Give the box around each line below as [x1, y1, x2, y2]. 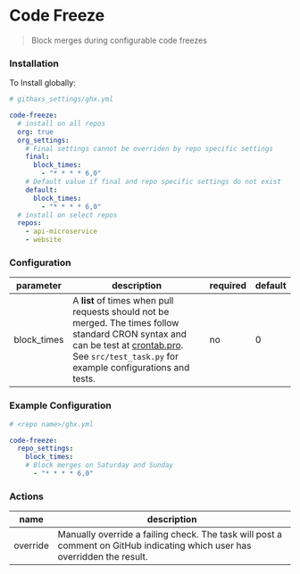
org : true [17, 127, 54, 137]
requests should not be [72, 305, 170, 318]
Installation [9, 57, 60, 70]
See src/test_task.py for [72, 350, 179, 362]
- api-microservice [25, 227, 98, 237]
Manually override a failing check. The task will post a [57, 528, 283, 541]
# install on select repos [17, 211, 118, 220]
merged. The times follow [72, 317, 179, 329]
